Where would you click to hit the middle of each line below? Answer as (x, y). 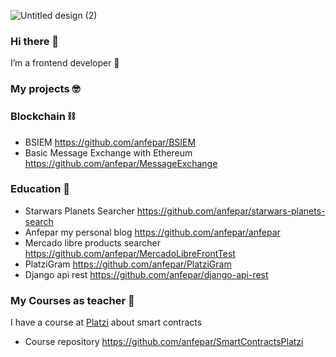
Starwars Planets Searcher (79, 211)
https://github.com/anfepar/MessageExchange (121, 163)
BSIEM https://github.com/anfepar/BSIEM (110, 142)
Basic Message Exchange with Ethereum (108, 152)
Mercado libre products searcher (92, 242)
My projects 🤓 (45, 89)
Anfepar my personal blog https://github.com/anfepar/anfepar (152, 232)
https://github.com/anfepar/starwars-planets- (231, 211)
